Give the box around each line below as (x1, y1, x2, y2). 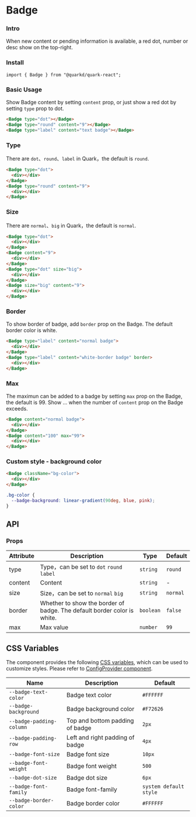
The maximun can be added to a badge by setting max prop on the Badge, (6, 392, 183, 399)
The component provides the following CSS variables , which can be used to (6, 659, 188, 666)
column (9, 724, 27, 731)
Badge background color (66, 705, 135, 713)
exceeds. (6, 405, 28, 412)
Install (6, 59, 24, 67)
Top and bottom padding (66, 717, 134, 725)
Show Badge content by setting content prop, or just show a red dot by (6, 99, 177, 106)
